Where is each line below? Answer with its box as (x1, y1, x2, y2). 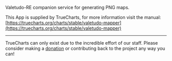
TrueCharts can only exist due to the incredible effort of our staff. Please (5, 40, 158, 46)
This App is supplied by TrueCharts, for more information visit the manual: (5, 14, 161, 20)
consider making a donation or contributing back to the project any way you (5, 46, 165, 51)
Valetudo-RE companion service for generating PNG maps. (5, 5, 130, 10)
